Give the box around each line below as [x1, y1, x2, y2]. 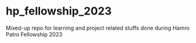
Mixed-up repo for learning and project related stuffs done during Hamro [6, 24, 190, 31]
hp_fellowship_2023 [6, 4, 112, 18]
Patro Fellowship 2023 [6, 30, 63, 38]
